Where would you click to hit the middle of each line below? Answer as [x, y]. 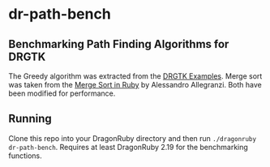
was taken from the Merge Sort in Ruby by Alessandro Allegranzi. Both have [135, 85]
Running [30, 119]
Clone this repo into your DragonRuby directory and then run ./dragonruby [133, 138]
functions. [25, 156]
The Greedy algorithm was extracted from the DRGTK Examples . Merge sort [135, 76]
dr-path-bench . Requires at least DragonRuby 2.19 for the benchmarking [129, 147]
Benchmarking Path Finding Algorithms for [119, 44]
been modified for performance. [62, 93]
